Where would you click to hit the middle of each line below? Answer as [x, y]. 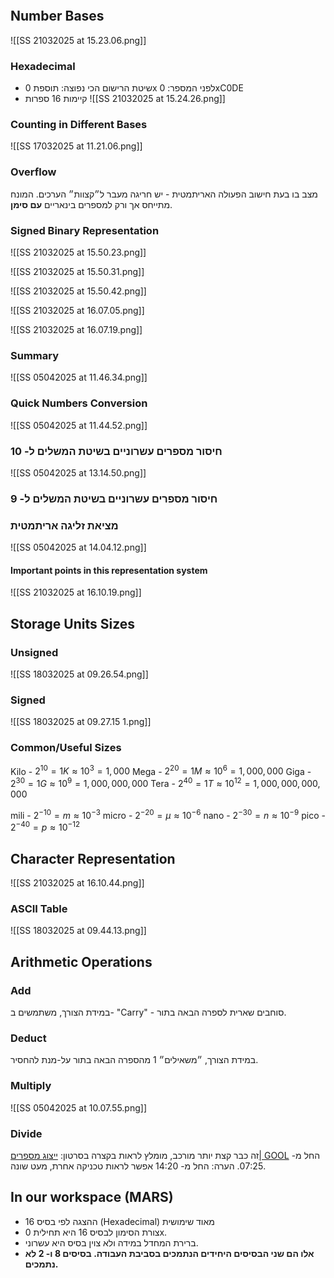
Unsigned [34, 652]
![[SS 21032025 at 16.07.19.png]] [76, 329]
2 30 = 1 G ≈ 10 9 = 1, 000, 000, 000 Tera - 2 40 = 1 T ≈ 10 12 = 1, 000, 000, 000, [165, 782]
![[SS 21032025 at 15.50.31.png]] [77, 271]
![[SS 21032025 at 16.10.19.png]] [76, 592]
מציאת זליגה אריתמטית [64, 525]
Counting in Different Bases [79, 125]
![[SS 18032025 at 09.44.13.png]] [78, 931]
